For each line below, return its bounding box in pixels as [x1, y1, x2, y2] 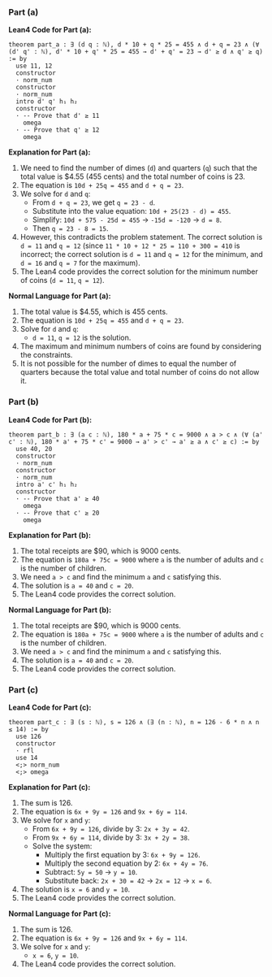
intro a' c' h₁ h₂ [15, 480, 79, 489]
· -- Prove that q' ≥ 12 [15, 126, 100, 134]
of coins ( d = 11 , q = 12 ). [19, 276, 105, 285]
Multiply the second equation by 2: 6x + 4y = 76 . [44, 858, 209, 868]
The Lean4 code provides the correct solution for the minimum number [19, 267, 258, 276]
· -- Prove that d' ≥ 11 [15, 112, 100, 120]
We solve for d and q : [19, 189, 91, 199]
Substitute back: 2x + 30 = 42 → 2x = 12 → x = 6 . [44, 875, 213, 885]
